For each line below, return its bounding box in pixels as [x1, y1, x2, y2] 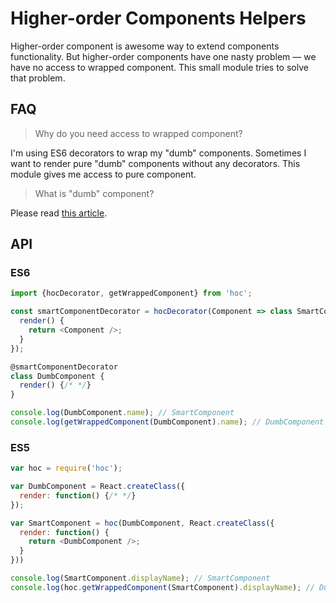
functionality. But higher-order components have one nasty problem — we [10, 50, 317, 62]
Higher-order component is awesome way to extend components [10, 40, 280, 52]
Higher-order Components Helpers [10, 7, 307, 30]
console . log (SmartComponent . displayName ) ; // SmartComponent [10, 573, 271, 584]
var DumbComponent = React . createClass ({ [10, 482, 186, 492]
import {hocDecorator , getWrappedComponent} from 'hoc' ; [10, 288, 253, 299]
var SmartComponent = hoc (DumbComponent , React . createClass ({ [10, 518, 275, 528]
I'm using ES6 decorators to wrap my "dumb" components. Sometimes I [10, 147, 307, 159]
